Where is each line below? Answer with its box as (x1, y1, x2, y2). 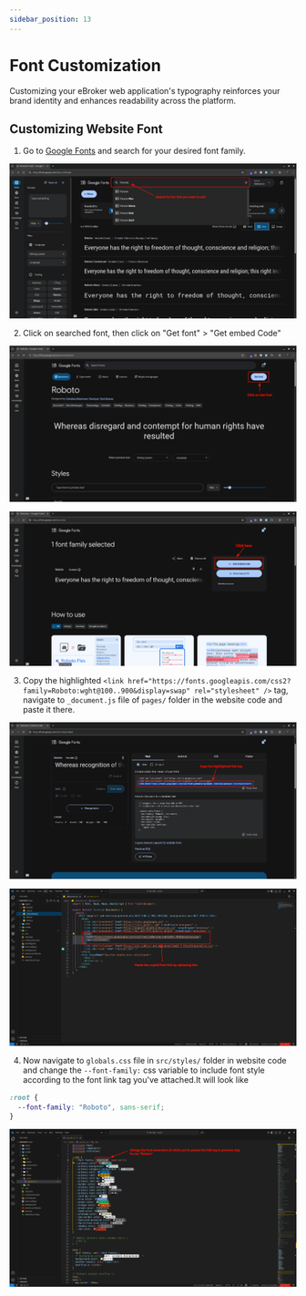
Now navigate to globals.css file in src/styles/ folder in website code (22, 1054, 287, 1065)
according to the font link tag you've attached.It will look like (22, 1074, 249, 1085)
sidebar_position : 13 (9, 15, 92, 24)
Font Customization (9, 55, 161, 76)
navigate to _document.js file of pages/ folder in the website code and (22, 694, 283, 705)
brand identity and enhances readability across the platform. (9, 95, 237, 106)
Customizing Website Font (9, 121, 163, 137)
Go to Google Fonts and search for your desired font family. (22, 146, 246, 157)
